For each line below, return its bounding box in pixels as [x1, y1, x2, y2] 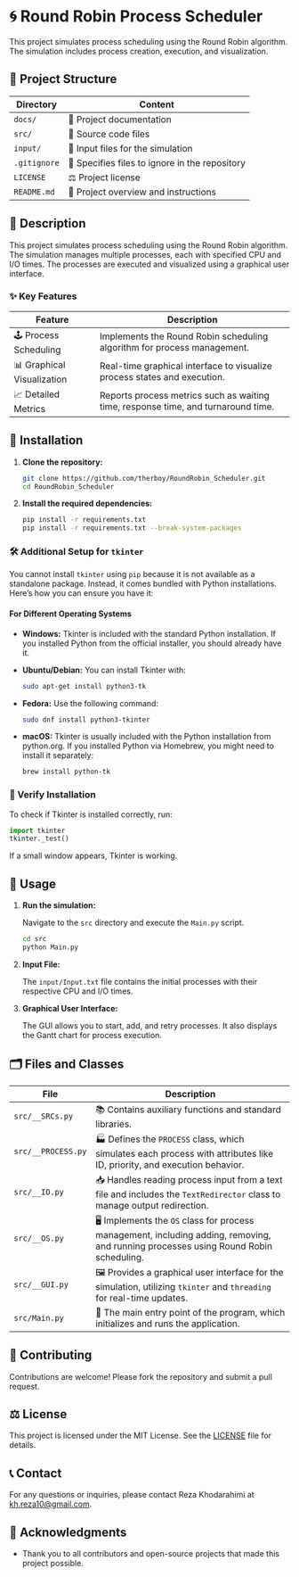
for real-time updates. [94, 1292, 189, 1304]
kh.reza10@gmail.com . [9, 1499, 93, 1509]
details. [9, 1440, 36, 1450]
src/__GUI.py [13, 1280, 69, 1290]
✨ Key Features [9, 290, 77, 302]
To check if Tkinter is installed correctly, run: [9, 809, 173, 820]
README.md [13, 186, 55, 197]
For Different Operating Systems [9, 608, 132, 619]
